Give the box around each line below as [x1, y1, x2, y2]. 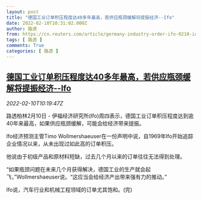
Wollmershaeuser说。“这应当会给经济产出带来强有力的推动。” [16, 173, 167, 180]
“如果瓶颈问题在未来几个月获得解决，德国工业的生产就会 [6, 165, 146, 172]
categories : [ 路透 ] [6, 48, 59, 54]
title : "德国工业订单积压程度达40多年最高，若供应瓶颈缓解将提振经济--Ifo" [6, 14, 175, 21]
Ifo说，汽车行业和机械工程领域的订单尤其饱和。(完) [6, 186, 133, 193]
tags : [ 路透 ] [6, 37, 43, 43]
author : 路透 [6, 25, 37, 32]
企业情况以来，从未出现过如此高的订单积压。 [6, 140, 117, 147]
